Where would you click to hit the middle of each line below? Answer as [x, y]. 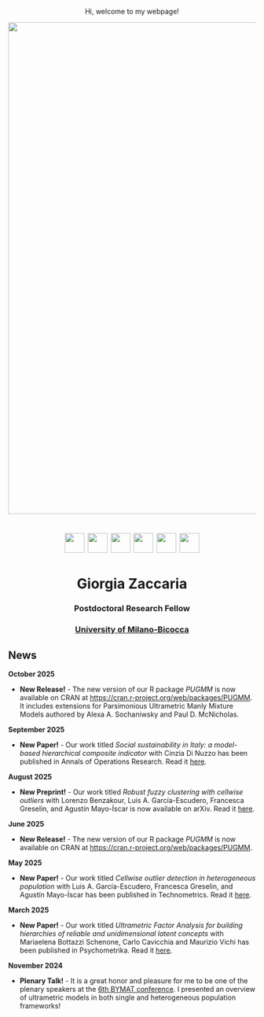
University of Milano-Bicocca [132, 630]
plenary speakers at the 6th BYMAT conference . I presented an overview [137, 989]
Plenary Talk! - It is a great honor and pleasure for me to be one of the [134, 981]
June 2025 [26, 824]
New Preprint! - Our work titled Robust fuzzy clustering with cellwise [131, 792]
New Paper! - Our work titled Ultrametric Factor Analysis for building [131, 925]
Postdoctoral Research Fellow [132, 609]
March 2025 [29, 910]
